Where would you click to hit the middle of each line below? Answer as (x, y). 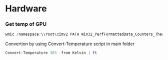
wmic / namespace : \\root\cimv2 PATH (42, 34)
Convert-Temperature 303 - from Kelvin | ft (51, 53)
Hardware (26, 9)
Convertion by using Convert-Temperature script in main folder (70, 44)
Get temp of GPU (26, 24)
